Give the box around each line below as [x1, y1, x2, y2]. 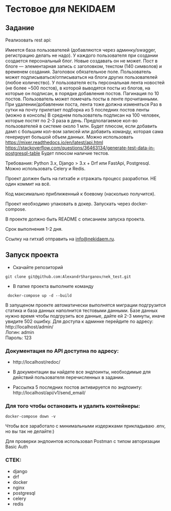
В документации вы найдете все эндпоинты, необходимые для [12, 369, 151, 375]
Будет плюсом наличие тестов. [41, 150, 110, 156]
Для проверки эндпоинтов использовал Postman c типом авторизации [5, 438, 160, 445]
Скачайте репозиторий [12, 264, 63, 270]
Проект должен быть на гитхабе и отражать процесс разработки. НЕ [5, 175, 157, 182]
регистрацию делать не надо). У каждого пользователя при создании [5, 52, 158, 58]
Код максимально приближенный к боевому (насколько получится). [5, 191, 156, 197]
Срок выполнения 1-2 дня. [5, 226, 63, 232]
